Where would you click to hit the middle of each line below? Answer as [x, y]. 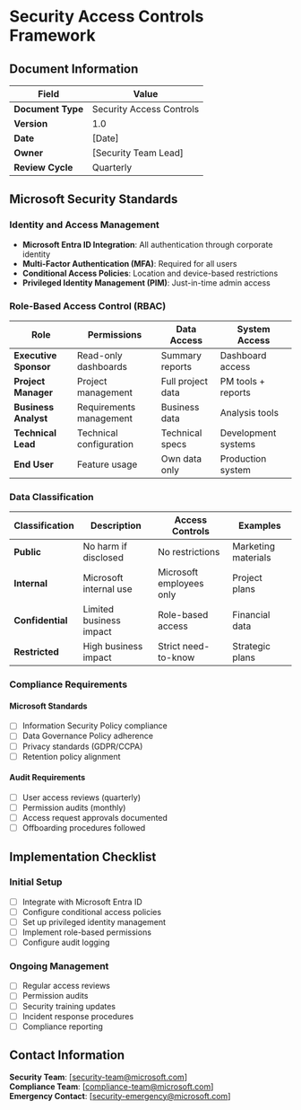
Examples [260, 525]
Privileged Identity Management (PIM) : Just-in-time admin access [146, 282]
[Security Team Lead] [138, 153]
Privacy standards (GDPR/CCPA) [82, 746]
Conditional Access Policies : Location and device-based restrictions [150, 273]
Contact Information [67, 1056]
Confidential [41, 621]
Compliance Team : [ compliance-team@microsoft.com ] [112, 1086]
